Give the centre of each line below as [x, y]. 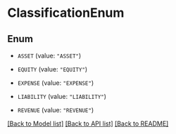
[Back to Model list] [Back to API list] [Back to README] [88, 123]
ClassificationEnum [66, 13]
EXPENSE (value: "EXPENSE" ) [55, 83]
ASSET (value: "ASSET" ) [49, 55]
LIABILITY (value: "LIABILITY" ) [62, 96]
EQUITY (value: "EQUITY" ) [52, 69]
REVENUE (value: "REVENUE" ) [55, 110]
